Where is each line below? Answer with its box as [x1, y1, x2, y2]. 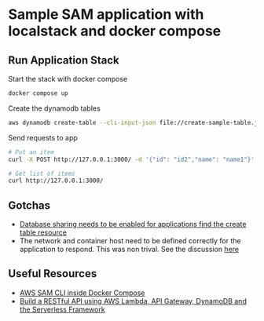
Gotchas [8, 199, 51, 212]
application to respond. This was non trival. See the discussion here [19, 245, 240, 254]
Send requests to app [8, 133, 79, 142]
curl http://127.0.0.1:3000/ [8, 177, 104, 185]
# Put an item [8, 148, 55, 156]
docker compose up [8, 89, 68, 97]
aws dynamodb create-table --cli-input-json [8, 119, 156, 126]
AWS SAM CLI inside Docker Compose [19, 288, 145, 297]
